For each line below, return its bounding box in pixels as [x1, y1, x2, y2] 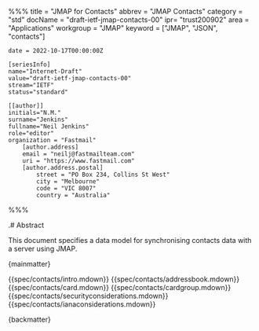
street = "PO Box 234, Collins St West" [36, 171, 170, 178]
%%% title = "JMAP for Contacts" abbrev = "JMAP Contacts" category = [8, 7, 243, 16]
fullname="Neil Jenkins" [8, 123, 89, 131]
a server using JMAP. [8, 244, 78, 253]
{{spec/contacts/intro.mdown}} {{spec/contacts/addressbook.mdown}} [8, 274, 240, 284]
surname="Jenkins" [8, 116, 68, 123]
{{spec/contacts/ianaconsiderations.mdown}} [8, 300, 156, 309]
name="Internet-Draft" [8, 68, 82, 75]
